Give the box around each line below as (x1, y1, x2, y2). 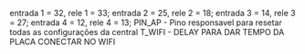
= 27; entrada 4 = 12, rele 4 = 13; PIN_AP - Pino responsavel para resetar (9, 17, 283, 28)
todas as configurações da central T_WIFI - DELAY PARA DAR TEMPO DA (9, 27, 285, 37)
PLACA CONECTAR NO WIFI (9, 36, 116, 47)
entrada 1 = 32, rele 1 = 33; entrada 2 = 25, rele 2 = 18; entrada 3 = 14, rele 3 (9, 8, 296, 18)
